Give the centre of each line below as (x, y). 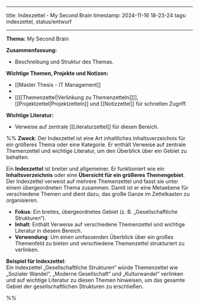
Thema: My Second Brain (38, 39)
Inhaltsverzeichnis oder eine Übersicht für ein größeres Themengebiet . (96, 175)
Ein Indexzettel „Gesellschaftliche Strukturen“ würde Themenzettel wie (92, 267)
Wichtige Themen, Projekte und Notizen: (57, 73)
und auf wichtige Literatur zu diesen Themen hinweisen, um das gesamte (96, 280)
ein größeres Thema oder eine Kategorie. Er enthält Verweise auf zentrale (96, 144)
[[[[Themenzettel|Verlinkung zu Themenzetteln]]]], (76, 97)
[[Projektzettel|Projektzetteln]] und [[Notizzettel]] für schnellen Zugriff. (101, 104)
